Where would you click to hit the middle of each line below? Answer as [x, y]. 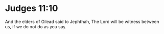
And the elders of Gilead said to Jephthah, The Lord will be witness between [82, 22]
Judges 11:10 [32, 8]
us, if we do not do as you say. [36, 26]
